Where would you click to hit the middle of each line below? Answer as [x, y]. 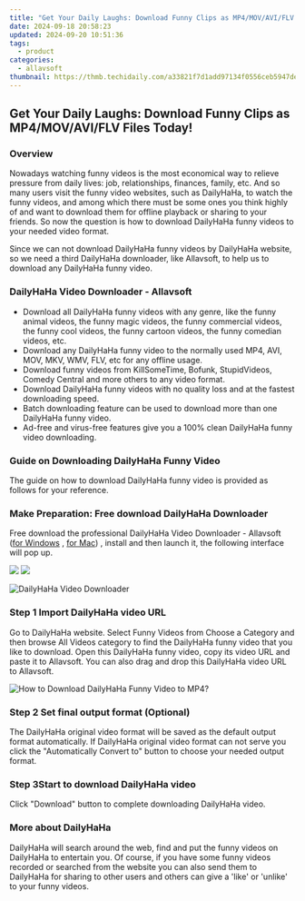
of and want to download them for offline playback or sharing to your [138, 212]
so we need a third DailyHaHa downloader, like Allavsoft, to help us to [139, 259]
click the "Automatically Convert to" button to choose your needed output [147, 751]
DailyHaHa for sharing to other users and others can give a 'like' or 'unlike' [148, 876]
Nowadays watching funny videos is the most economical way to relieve [144, 173]
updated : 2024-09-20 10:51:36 [67, 35]
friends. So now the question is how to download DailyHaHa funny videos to [152, 222]
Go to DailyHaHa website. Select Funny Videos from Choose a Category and [152, 632]
